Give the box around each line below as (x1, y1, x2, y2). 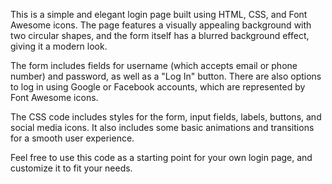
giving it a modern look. (10, 40, 108, 52)
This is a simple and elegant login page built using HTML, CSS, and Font (10, 9, 308, 20)
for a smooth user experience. (10, 132, 135, 144)
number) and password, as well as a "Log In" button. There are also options (10, 70, 322, 82)
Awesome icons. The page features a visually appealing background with (10, 19, 312, 31)
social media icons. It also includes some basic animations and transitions (10, 122, 315, 133)
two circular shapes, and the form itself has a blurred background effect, (10, 30, 310, 41)
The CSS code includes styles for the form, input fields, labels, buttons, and (10, 111, 322, 123)
